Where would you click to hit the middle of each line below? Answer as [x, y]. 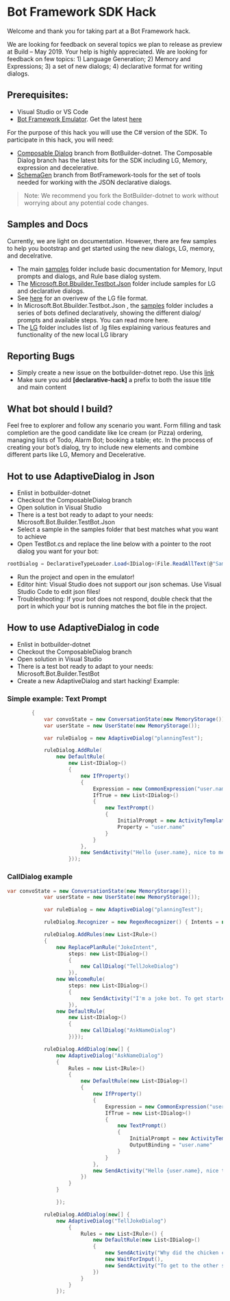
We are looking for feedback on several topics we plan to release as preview [115, 44]
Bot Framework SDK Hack [82, 12]
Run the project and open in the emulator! [76, 577]
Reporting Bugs [41, 356]
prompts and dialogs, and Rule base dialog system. [89, 276]
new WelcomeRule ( [81, 979]
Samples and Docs [48, 224]
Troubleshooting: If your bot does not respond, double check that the [114, 599]
